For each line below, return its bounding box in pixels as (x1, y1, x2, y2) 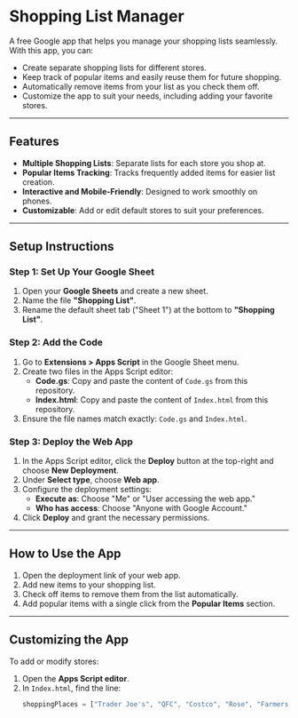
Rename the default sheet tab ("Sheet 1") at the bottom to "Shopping (21, 305, 275, 315)
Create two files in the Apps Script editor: (21, 366, 174, 377)
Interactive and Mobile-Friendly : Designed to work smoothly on (21, 186, 258, 196)
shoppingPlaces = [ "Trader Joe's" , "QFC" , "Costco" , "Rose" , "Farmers (21, 699, 289, 708)
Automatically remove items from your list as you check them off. (21, 81, 260, 92)
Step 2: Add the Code (9, 336, 104, 348)
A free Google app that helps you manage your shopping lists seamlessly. (9, 36, 278, 46)
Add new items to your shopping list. (21, 579, 157, 590)
